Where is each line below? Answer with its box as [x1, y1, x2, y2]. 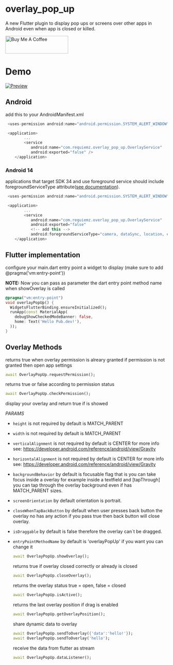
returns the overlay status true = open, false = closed [12, 582, 126, 589]
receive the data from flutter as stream [12, 645, 95, 651]
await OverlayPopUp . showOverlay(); [12, 554, 90, 559]
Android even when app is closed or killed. [5, 25, 96, 31]
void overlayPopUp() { [5, 300, 54, 305]
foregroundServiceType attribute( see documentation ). [5, 184, 120, 190]
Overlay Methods [5, 343, 62, 352]
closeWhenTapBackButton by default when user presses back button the [12, 508, 163, 514]
